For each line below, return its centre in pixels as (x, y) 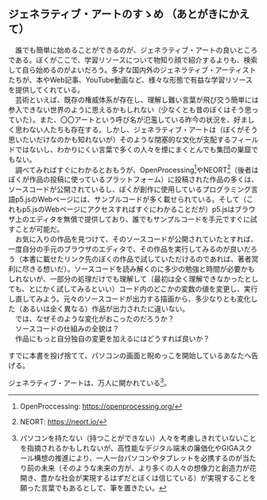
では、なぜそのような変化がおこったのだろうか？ (95, 319)
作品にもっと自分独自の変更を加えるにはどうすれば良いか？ (112, 339)
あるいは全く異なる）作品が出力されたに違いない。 (105, 309)
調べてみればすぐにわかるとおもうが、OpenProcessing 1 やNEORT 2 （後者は (137, 169)
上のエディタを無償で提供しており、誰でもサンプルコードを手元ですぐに (132, 219)
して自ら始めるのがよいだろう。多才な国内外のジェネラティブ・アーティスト (132, 69)
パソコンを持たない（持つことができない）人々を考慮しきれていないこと (138, 438)
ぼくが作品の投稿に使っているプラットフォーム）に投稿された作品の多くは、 (133, 180)
